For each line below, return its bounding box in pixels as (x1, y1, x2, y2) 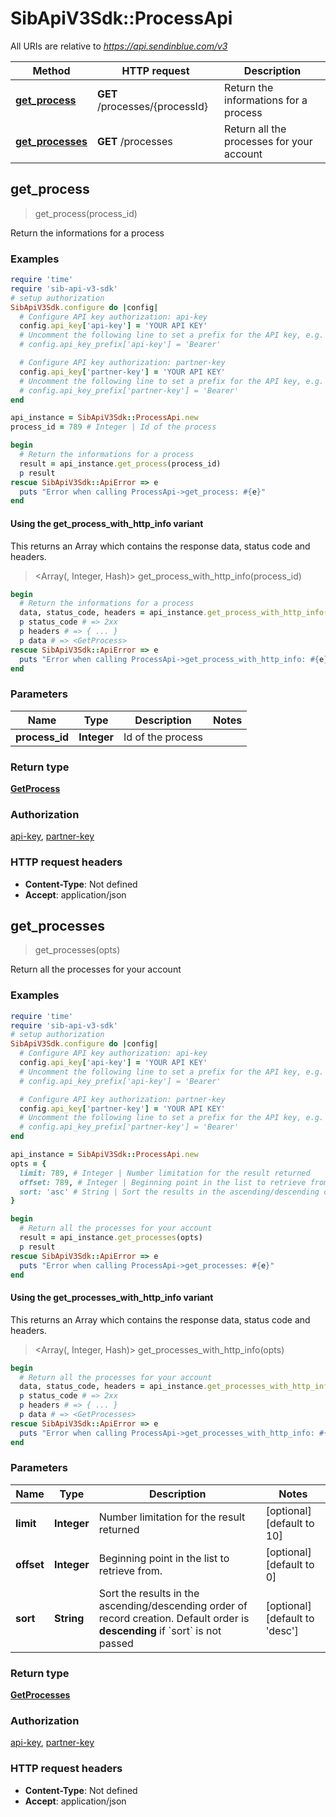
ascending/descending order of (98, 1598, 248, 1612)
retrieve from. (98, 1563, 163, 1577)
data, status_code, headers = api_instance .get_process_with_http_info (19, 608, 325, 618)
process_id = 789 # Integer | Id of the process (10, 422, 217, 432)
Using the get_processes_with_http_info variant (10, 1292, 214, 1304)
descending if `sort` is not (98, 1623, 222, 1637)
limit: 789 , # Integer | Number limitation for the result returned (19, 1168, 311, 1178)
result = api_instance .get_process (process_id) (19, 458, 222, 469)
